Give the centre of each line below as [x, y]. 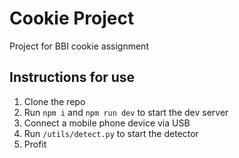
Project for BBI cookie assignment [79, 46]
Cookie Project [72, 18]
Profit [35, 144]
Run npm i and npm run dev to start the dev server [126, 112]
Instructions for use [72, 77]
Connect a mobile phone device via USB [107, 123]
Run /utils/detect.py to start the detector [111, 133]
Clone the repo [54, 101]
